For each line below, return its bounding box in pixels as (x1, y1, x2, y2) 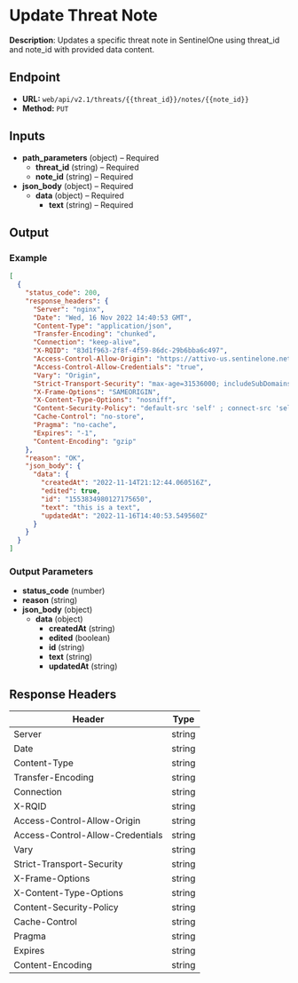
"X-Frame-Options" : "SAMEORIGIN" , (32, 387, 161, 396)
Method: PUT (21, 103, 69, 114)
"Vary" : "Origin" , (32, 370, 101, 380)
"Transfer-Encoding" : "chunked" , (32, 329, 157, 338)
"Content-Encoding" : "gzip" (32, 437, 137, 446)
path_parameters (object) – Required (21, 152, 160, 163)
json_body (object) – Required (21, 180, 134, 191)
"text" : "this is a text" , (41, 503, 141, 511)
